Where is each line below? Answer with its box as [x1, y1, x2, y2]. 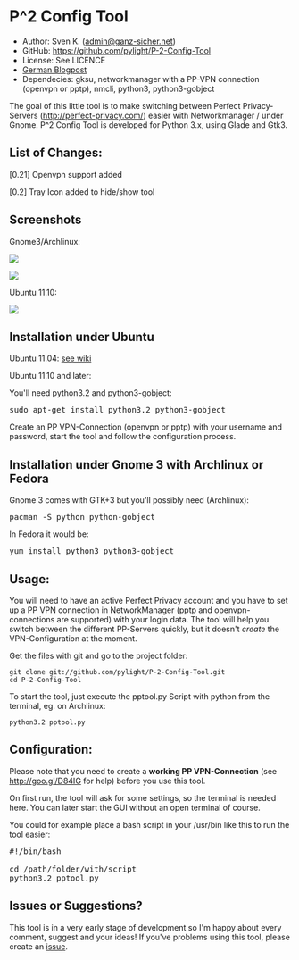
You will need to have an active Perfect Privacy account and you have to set [9, 596, 288, 605]
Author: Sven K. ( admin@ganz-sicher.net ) [21, 36, 177, 46]
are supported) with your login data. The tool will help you [56, 614, 270, 624]
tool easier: [9, 829, 51, 839]
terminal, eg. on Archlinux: [9, 701, 106, 711]
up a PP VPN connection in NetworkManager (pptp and [9, 605, 212, 615]
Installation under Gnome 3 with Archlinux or [9, 457, 264, 472]
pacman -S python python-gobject [9, 512, 156, 522]
